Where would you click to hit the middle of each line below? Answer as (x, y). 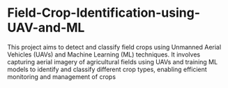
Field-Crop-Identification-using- (104, 13)
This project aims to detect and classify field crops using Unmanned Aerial (114, 47)
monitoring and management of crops (62, 76)
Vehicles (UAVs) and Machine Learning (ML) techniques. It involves (104, 54)
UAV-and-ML (46, 28)
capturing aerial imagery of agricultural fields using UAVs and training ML (113, 61)
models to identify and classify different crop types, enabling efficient (107, 69)
